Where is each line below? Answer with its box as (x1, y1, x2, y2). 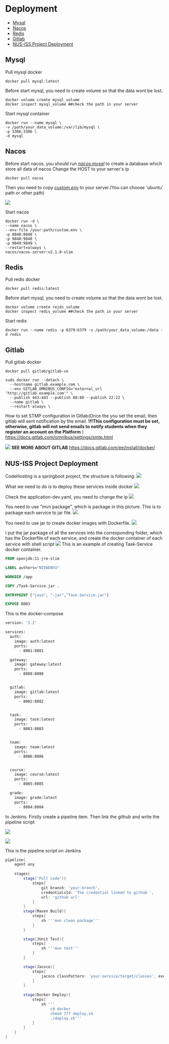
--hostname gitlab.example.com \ (10, 382, 80, 387)
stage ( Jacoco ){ (23, 964, 55, 969)
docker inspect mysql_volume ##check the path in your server (5, 102, 138, 107)
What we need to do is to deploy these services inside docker (5, 484, 133, 490)
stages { (14, 871, 30, 876)
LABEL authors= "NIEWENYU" (5, 565, 59, 570)
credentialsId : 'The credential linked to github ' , (41, 890, 154, 895)
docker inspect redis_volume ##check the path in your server (5, 309, 138, 314)
